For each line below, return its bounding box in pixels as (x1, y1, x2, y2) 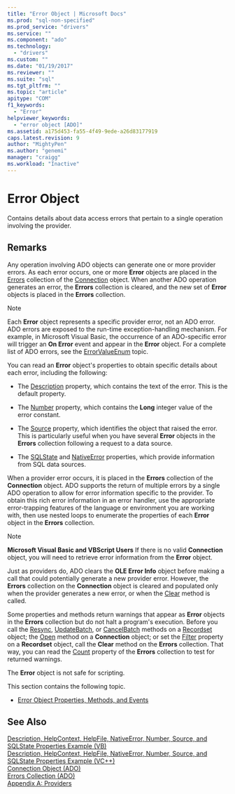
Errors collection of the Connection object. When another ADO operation (7, 275, 217, 284)
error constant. (17, 410, 61, 418)
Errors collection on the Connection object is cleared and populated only (7, 581, 219, 590)
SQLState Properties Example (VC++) (7, 757, 115, 765)
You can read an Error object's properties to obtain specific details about (7, 361, 218, 369)
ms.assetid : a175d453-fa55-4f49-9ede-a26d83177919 (7, 128, 158, 135)
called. (7, 596, 27, 604)
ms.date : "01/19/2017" (7, 62, 73, 70)
